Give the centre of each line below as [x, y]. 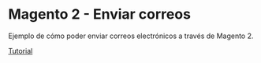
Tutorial [21, 51]
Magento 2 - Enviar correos [100, 14]
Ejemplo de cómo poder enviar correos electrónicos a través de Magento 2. [131, 36]
